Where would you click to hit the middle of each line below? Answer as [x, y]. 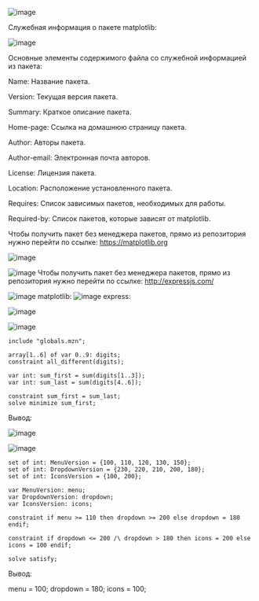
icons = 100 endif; [40, 545]
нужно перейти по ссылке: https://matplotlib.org [88, 242]
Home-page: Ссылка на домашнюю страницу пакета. [97, 127]
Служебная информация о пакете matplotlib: [82, 27]
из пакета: [26, 66]
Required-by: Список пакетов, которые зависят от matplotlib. [109, 219]
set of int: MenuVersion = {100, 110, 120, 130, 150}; [100, 463]
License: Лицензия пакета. [52, 173]
